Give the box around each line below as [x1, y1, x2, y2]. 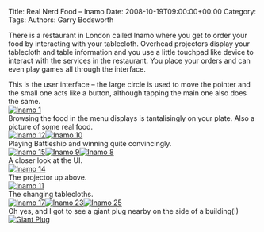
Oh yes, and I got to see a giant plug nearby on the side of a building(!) [8, 207, 239, 215]
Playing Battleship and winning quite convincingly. [8, 139, 172, 148]
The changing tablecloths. [8, 190, 94, 199]
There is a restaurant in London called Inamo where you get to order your [8, 31, 247, 40]
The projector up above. [8, 172, 87, 182]
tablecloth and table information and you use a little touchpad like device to [8, 48, 254, 56]
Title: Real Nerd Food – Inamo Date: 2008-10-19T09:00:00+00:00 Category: [8, 7, 256, 16]
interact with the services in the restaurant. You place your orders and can [8, 56, 251, 65]
